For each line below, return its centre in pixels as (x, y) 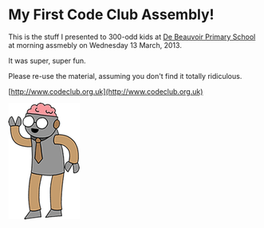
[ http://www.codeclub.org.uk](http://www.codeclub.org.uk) (106, 91)
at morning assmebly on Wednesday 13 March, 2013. (95, 45)
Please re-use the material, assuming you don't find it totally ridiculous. (125, 76)
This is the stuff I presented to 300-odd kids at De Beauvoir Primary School (132, 37)
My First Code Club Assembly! (111, 15)
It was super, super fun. (47, 61)
